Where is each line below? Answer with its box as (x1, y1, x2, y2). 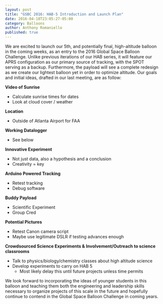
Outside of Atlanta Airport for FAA (12, 118, 80, 124)
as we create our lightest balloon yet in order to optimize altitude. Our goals (5, 70, 157, 75)
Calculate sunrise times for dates (12, 94, 79, 100)
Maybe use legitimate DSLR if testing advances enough (12, 234, 124, 239)
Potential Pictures (5, 219, 43, 225)
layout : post (5, 7, 32, 12)
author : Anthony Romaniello (5, 25, 63, 30)
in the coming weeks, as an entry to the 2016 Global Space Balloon (5, 49, 140, 54)
